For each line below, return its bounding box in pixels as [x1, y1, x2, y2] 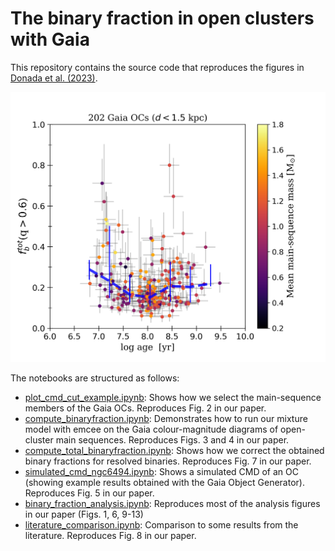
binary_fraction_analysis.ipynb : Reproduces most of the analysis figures [24, 497, 321, 509]
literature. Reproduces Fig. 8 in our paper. [24, 529, 197, 541]
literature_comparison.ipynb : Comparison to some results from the [24, 518, 299, 531]
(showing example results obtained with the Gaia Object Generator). [24, 476, 305, 488]
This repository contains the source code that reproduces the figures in [10, 61, 305, 73]
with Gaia [10, 28, 90, 51]
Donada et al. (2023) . [10, 72, 98, 84]
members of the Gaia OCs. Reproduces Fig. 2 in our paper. [24, 402, 267, 414]
